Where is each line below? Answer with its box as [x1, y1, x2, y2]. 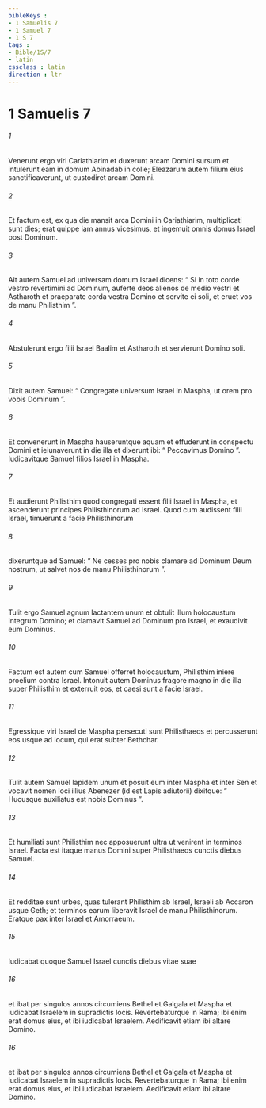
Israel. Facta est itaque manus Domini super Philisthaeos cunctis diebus [8, 845, 242, 855]
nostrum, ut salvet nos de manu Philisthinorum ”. [8, 565, 166, 574]
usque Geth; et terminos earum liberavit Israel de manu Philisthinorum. [8, 905, 238, 914]
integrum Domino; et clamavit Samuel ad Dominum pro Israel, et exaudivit [8, 615, 248, 625]
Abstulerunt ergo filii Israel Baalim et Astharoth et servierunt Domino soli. [8, 343, 245, 353]
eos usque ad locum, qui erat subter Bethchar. [8, 735, 159, 745]
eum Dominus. [8, 624, 55, 634]
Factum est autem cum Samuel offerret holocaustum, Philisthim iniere [8, 667, 235, 677]
